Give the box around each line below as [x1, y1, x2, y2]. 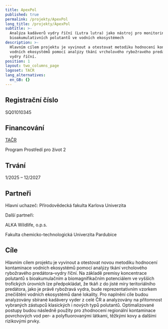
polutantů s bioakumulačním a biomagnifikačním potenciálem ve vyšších [5, 275, 154, 281]
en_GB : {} [9, 77, 30, 82]
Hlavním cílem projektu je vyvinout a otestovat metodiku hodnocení [9, 45, 155, 50]
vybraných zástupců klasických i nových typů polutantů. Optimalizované [5, 302, 154, 308]
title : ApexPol [5, 7, 37, 13]
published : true [5, 12, 39, 17]
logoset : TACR [5, 68, 35, 73]
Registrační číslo [5, 96, 58, 104]
